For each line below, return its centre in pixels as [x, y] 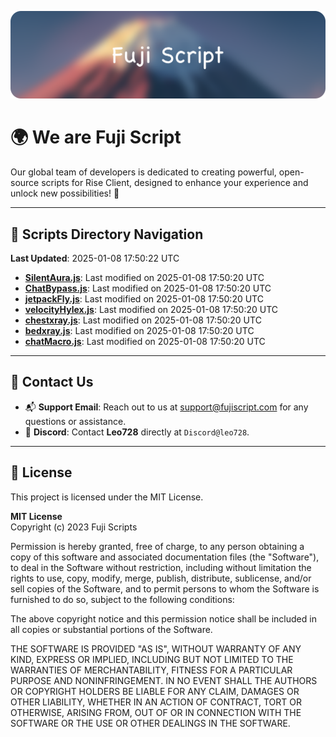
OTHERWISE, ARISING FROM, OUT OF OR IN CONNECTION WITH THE [156, 712]
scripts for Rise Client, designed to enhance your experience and [175, 183]
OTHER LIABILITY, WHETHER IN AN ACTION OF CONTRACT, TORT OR [156, 702]
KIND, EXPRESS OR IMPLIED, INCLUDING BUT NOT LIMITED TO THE [152, 659]
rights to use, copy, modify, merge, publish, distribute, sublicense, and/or [161, 578]
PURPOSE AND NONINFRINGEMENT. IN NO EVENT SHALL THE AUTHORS [164, 680]
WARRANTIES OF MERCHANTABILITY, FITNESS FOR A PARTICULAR [151, 670]
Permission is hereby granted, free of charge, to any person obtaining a [157, 546]
